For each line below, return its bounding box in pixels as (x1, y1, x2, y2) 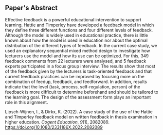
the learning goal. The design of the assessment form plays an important (5, 94, 151, 100)
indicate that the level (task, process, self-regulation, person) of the (5, 84, 141, 89)
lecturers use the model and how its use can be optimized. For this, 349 (5, 53, 149, 59)
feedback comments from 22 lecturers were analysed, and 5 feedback (5, 58, 146, 64)
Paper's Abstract (5, 4, 58, 12)
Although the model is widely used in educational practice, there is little (5, 32, 148, 38)
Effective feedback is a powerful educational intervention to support (5, 17, 142, 22)
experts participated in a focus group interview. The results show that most (5, 63, 156, 69)
